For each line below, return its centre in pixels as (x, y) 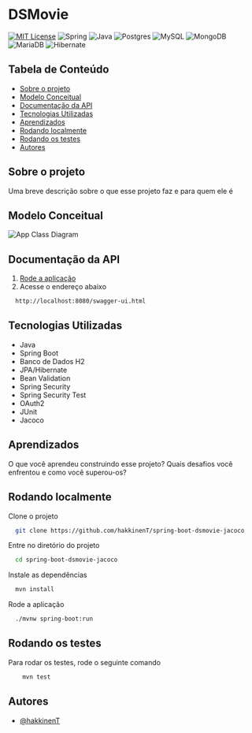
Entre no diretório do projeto (54, 545)
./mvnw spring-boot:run (54, 619)
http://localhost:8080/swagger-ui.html (81, 301)
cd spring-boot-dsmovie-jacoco (67, 560)
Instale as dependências (48, 575)
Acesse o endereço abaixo (63, 287)
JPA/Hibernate (43, 370)
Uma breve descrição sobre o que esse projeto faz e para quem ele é (121, 191)
